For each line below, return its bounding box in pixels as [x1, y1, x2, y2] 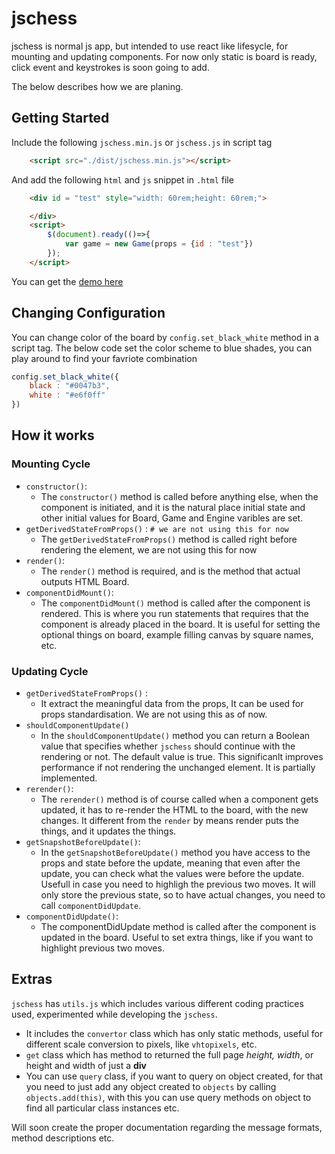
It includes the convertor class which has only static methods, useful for [25, 1027, 324, 1039]
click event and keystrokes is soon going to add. [11, 61, 210, 73]
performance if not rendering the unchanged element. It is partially [40, 762, 316, 774]
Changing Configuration [11, 305, 166, 322]
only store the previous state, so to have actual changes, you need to [40, 889, 326, 901]
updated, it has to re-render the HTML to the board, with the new [40, 804, 309, 816]
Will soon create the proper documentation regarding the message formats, [11, 1121, 323, 1133]
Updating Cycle [11, 664, 89, 678]
